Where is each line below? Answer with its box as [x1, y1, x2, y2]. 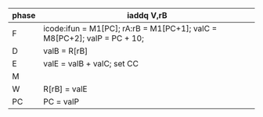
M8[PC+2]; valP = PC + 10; [42, 33, 145, 44]
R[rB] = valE [42, 83, 88, 94]
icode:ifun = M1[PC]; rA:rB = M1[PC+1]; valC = [42, 23, 218, 34]
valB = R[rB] [42, 46, 88, 56]
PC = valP [42, 97, 80, 107]
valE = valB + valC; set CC [42, 58, 139, 69]
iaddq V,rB [127, 10, 168, 20]
